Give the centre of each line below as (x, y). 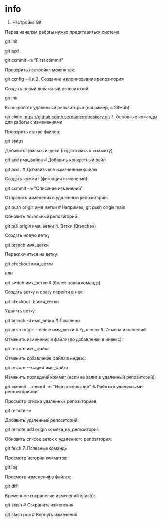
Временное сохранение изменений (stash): (50, 495)
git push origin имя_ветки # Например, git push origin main (65, 207)
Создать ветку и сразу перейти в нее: (44, 292)
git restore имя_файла (27, 348)
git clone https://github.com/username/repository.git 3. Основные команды (81, 117)
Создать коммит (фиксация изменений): (47, 178)
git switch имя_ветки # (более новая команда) (53, 282)
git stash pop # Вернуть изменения (41, 514)
